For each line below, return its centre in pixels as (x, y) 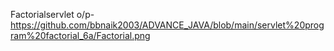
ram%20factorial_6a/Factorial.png (80, 35)
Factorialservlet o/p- (52, 14)
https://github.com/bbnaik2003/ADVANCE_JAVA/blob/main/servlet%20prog (167, 25)
